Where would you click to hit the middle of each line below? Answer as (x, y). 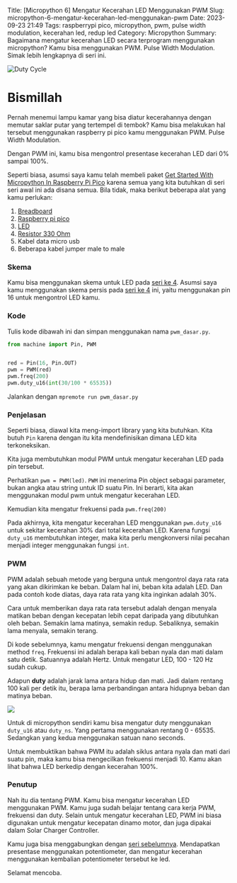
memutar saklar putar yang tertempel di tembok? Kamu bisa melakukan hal (116, 125)
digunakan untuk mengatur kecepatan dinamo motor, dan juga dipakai (109, 822)
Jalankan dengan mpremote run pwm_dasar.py (73, 397)
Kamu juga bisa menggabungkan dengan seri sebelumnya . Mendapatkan (114, 844)
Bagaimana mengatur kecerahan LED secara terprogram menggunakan (111, 40)
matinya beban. (30, 695)
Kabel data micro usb (48, 241)
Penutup (22, 785)
